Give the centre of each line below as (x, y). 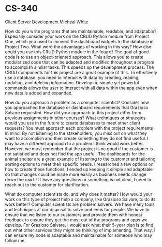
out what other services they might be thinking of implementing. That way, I (80, 230)
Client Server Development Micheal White (47, 22)
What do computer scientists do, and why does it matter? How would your (79, 194)
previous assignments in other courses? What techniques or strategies (75, 118)
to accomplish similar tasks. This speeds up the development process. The (80, 67)
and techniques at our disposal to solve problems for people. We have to (77, 209)
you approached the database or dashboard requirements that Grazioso (77, 108)
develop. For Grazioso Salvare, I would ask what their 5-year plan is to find (79, 225)
